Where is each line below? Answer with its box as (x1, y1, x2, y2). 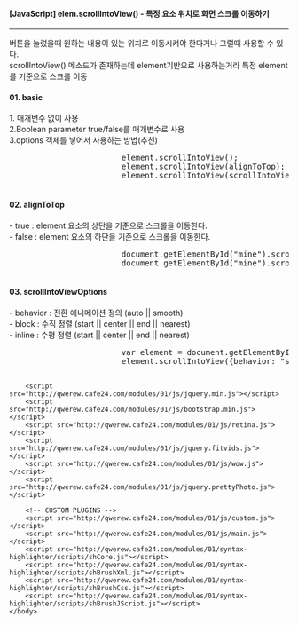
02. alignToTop (9, 200, 65, 210)
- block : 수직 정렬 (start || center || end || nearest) (9, 318, 191, 328)
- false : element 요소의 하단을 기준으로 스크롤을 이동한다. (9, 231, 211, 241)
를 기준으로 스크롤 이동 (9, 71, 88, 82)
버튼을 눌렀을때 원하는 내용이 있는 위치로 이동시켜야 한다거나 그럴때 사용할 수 (9, 38, 275, 49)
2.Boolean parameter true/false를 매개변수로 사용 (9, 124, 185, 135)
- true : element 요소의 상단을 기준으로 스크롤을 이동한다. (9, 220, 208, 231)
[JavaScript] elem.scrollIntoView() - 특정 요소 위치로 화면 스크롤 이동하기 (9, 8, 270, 19)
